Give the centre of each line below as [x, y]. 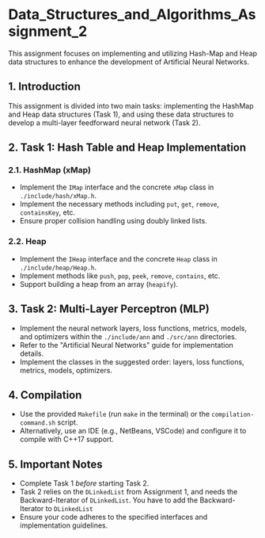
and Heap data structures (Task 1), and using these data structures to [121, 114]
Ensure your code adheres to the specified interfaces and [114, 517]
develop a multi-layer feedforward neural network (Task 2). [104, 122]
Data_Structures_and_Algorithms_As [132, 15]
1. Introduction [44, 87]
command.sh [38, 423]
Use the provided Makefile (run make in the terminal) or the [115, 414]
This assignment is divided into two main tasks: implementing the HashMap [131, 105]
